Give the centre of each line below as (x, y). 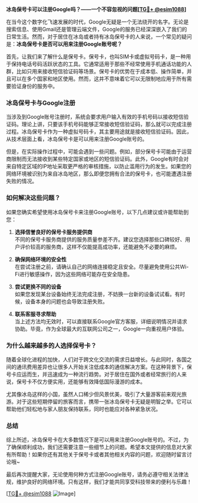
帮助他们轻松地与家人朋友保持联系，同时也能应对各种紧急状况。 (83, 409)
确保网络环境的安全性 (40, 259)
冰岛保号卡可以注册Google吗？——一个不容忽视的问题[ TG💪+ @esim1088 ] (96, 9)
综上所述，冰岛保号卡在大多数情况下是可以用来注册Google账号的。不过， (95, 440)
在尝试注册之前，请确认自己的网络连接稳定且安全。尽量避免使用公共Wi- (102, 267)
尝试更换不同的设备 (38, 287)
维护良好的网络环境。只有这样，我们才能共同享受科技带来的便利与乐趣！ (104, 482)
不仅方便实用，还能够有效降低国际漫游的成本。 (88, 381)
